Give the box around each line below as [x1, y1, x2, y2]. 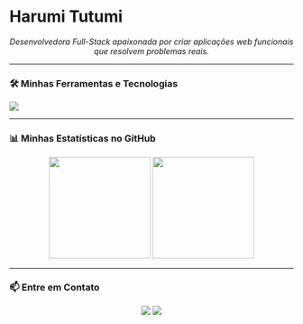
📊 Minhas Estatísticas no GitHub [9, 133, 156, 145]
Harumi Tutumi [9, 6, 124, 27]
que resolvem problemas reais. [94, 45, 209, 56]
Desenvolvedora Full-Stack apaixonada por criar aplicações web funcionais [9, 36, 294, 47]
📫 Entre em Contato [9, 282, 100, 294]
